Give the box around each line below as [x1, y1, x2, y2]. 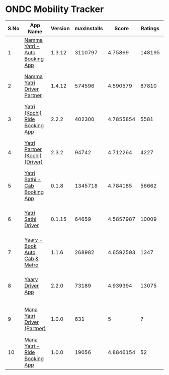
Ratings [140, 25, 160, 32]
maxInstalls [74, 25, 103, 32]
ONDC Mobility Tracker [5, 4, 104, 15]
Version [50, 25, 70, 32]
